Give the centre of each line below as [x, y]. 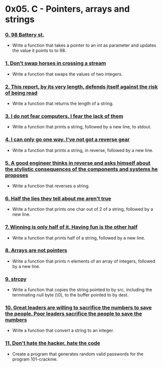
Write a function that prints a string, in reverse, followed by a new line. [83, 150]
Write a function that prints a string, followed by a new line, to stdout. [82, 127]
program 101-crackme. [35, 359]
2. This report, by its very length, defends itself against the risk [81, 87]
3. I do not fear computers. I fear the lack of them [64, 116]
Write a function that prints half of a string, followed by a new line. [79, 238]
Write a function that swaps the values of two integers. [67, 74]
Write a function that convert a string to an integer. [63, 330]
